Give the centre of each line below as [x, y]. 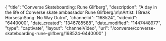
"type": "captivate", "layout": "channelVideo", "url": [57, 28]
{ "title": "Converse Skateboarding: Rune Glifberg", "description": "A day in [81, 7]
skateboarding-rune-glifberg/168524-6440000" [54, 33]
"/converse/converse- [133, 28]
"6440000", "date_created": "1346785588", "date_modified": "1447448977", [83, 23]
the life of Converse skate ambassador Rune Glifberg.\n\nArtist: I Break [78, 12]
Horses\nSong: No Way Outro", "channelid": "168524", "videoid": [71, 18]
